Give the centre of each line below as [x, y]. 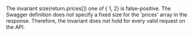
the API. [15, 27]
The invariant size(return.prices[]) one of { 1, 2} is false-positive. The [88, 8]
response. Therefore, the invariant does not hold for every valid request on [96, 21]
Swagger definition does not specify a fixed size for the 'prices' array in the [97, 15]
